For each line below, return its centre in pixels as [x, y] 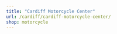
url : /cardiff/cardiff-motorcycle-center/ [58, 17]
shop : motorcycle [27, 22]
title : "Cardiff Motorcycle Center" [51, 11]
